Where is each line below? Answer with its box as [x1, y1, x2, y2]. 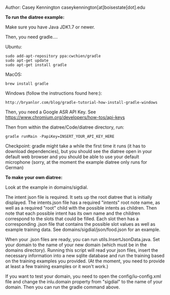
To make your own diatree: [5, 174, 62, 180]
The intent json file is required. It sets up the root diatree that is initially [5, 194, 152, 200]
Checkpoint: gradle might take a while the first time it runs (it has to [5, 143, 146, 149]
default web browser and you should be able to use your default [5, 154, 140, 160]
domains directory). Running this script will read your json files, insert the [5, 247, 158, 253]
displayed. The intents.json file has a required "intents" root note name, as [5, 199, 160, 205]
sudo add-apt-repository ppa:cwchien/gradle [5, 53, 101, 58]
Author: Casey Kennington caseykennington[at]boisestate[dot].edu [5, 5, 146, 10]
